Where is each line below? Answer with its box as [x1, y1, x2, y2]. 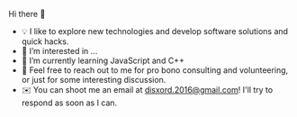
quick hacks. [21, 36, 69, 47]
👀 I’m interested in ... [21, 46, 98, 56]
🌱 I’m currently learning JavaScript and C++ [21, 55, 185, 66]
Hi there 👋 [8, 9, 46, 19]
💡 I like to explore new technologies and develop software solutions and [21, 26, 289, 36]
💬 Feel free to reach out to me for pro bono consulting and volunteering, [21, 65, 289, 76]
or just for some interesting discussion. [21, 75, 166, 85]
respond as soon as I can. [21, 97, 118, 108]
